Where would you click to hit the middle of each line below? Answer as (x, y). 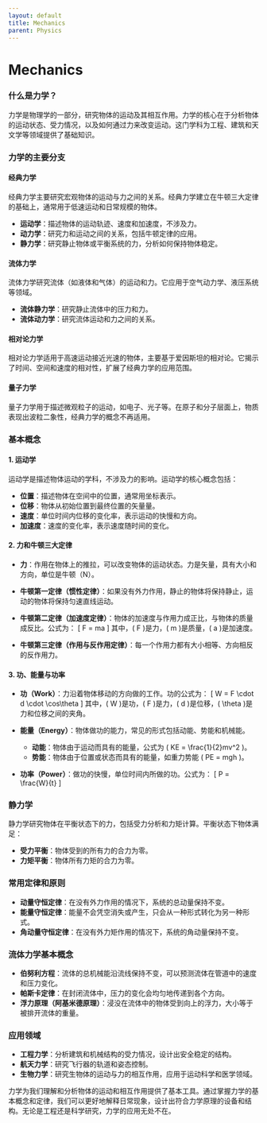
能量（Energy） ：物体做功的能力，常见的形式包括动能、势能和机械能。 (134, 730)
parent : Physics (35, 30)
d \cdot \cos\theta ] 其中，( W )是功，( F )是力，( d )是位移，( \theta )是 (136, 703)
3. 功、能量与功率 (37, 674)
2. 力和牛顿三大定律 (41, 545)
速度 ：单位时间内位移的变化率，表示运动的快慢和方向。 (110, 515)
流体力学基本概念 (41, 955)
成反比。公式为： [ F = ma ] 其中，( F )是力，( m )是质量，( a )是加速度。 (138, 628)
